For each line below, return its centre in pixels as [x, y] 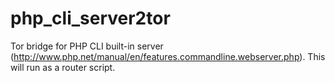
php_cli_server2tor [90, 18]
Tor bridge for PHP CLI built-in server [87, 46]
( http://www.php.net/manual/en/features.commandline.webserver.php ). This [168, 56]
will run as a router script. [63, 67]
